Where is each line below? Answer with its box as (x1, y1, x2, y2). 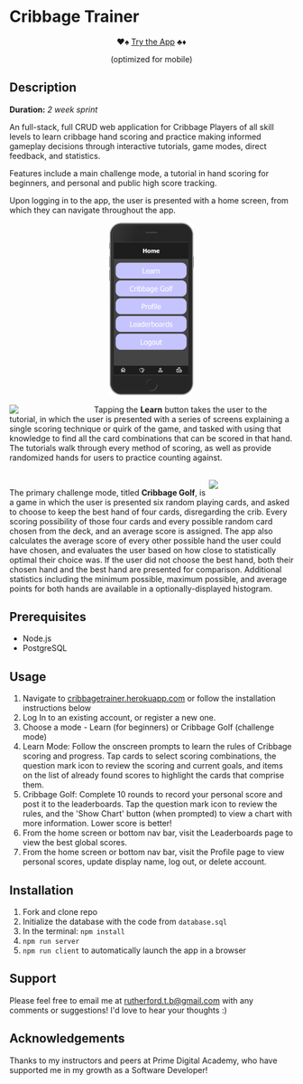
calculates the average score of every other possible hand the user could (9, 535, 281, 546)
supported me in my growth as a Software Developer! (9, 1064, 208, 1075)
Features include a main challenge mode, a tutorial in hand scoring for (9, 167, 269, 178)
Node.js (22, 633, 52, 644)
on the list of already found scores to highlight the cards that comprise (22, 770, 285, 781)
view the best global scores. (22, 837, 128, 848)
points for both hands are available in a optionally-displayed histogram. (9, 583, 273, 594)
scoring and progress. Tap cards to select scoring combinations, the (22, 750, 277, 761)
